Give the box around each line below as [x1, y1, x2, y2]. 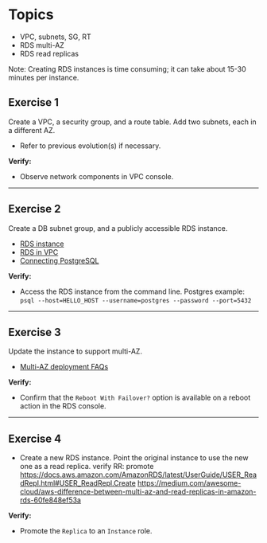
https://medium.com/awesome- [137, 479, 242, 488]
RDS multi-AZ [19, 40, 65, 49]
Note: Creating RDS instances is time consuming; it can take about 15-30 [8, 64, 246, 73]
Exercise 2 [8, 202, 61, 216]
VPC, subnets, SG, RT [19, 32, 91, 41]
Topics [8, 6, 54, 24]
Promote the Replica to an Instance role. [19, 526, 153, 536]
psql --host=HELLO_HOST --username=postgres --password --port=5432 [19, 296, 252, 304]
